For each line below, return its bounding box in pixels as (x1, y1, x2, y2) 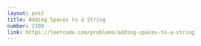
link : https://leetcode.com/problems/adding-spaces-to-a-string (7, 28, 195, 36)
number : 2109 (7, 22, 45, 29)
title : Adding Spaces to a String (7, 16, 106, 23)
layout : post (7, 9, 45, 17)
